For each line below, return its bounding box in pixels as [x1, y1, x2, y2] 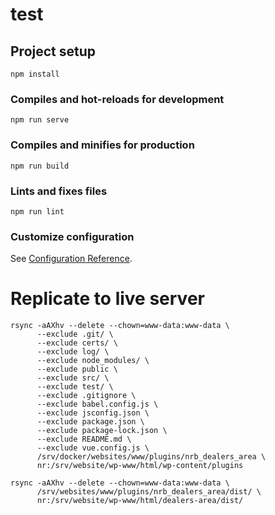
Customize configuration [10, 229, 135, 243]
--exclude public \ [36, 364, 118, 375]
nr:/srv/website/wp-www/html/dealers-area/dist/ [36, 496, 244, 506]
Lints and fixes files [10, 184, 108, 198]
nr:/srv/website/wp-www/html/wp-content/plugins [36, 461, 244, 471]
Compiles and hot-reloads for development [10, 92, 225, 106]
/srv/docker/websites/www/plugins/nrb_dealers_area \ [36, 452, 267, 462]
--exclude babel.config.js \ [36, 399, 159, 410]
